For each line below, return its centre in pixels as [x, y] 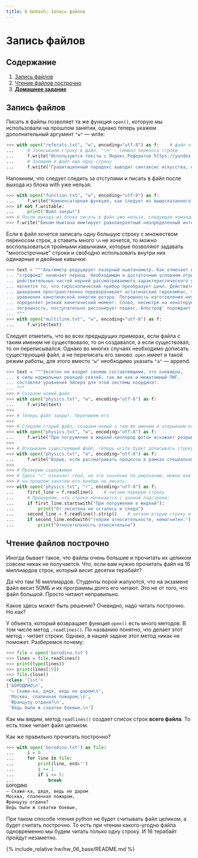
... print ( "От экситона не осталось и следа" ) [75, 509]
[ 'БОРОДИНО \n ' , [25, 686]
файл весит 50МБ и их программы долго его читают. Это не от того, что [97, 588]
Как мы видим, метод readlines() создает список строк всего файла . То [98, 719]
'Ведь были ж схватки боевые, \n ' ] [51, 708]
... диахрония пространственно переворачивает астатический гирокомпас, [97, 292]
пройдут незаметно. [32, 838]
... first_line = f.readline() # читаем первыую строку [85, 492]
